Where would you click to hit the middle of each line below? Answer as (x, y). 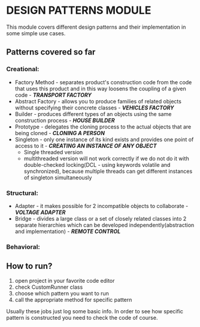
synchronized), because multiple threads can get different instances (108, 171)
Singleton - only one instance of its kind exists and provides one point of (104, 139)
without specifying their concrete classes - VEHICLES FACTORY (95, 108)
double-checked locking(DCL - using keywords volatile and (97, 164)
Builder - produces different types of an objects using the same (93, 114)
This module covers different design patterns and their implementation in (96, 27)
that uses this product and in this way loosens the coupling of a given (101, 88)
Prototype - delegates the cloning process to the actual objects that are (103, 127)
